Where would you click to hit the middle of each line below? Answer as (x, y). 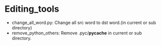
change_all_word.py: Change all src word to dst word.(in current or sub (84, 23)
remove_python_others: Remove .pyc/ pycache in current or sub (77, 33)
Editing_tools (32, 9)
